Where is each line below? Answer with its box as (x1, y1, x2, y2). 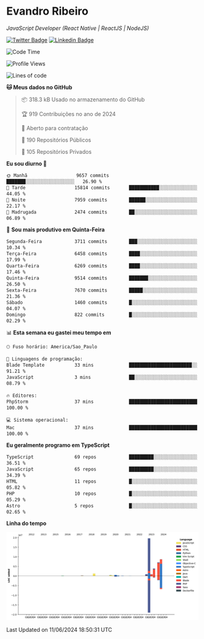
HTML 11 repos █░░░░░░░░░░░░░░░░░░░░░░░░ (6, 478, 198, 485)
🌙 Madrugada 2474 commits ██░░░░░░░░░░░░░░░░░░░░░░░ (6, 209, 198, 215)
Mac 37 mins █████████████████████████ (6, 424, 198, 431)
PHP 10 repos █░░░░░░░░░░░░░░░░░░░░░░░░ (6, 490, 198, 497)
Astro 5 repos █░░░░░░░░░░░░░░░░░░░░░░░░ (6, 502, 198, 509)
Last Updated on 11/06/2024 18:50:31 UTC (6, 626, 113, 634)
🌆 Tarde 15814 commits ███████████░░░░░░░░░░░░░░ (6, 184, 198, 190)
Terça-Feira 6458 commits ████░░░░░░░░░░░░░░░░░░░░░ (6, 250, 198, 257)
